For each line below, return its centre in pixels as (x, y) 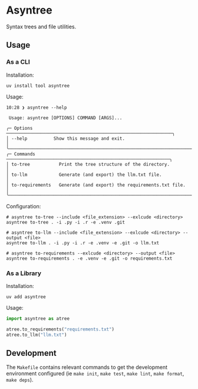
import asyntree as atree (38, 318)
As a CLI (18, 62)
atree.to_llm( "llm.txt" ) (37, 335)
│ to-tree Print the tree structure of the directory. (88, 164)
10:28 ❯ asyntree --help (37, 107)
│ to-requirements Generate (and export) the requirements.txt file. (96, 185)
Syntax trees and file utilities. (41, 27)
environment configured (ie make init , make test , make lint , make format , (95, 374)
